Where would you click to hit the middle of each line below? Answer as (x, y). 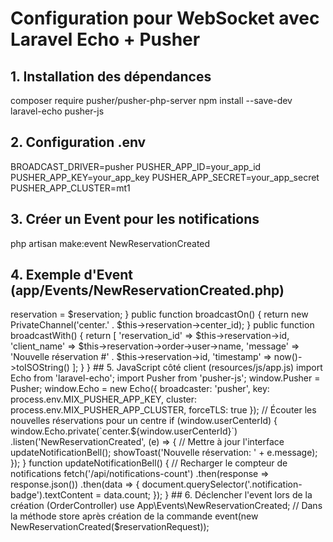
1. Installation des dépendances (111, 76)
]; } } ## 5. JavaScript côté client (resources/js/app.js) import (197, 368)
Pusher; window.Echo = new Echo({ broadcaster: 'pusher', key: (140, 389)
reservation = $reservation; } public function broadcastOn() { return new (159, 314)
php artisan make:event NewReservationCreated (110, 243)
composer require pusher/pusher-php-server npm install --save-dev (151, 100)
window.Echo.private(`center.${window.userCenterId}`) (124, 431)
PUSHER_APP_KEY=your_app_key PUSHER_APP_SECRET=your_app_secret (165, 177)
